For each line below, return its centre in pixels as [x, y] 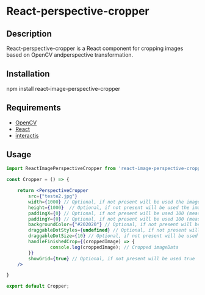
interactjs [27, 135]
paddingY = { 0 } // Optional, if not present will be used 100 [106, 219]
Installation [28, 74]
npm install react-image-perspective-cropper [63, 88]
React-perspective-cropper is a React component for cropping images [95, 48]
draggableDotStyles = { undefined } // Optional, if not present [108, 230]
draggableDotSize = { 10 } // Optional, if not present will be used [113, 236]
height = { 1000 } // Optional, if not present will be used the [109, 208]
